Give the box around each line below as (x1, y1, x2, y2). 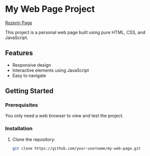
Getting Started (5, 87, 54, 95)
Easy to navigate (12, 73, 46, 78)
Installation (5, 125, 33, 132)
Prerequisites (5, 102, 38, 109)
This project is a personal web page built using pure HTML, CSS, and (5, 29, 146, 35)
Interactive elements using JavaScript (12, 67, 89, 73)
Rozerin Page (5, 20, 33, 26)
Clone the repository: (12, 136, 56, 142)
